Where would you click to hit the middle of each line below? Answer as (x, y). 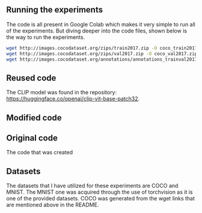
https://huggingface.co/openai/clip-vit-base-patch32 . (73, 99)
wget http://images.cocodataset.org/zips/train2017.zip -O (82, 48)
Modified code (34, 117)
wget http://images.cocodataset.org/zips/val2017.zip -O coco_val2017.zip (102, 53)
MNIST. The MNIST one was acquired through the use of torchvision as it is (99, 192)
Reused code (31, 78)
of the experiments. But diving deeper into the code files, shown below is (97, 31)
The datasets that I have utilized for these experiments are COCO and (92, 186)
